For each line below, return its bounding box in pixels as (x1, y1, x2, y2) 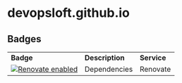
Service (140, 53, 166, 63)
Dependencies (84, 65, 133, 74)
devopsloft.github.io (7, 5, 131, 21)
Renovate (140, 65, 171, 74)
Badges (7, 33, 42, 45)
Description (84, 53, 125, 63)
